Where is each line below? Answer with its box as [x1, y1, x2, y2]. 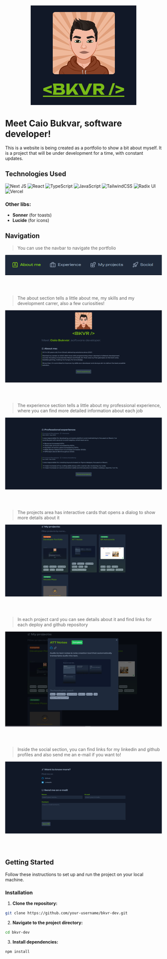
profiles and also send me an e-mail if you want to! [17, 752, 121, 758]
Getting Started [5, 858, 54, 866]
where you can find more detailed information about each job [17, 408, 143, 414]
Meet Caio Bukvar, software [5, 118, 122, 129]
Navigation [5, 232, 40, 240]
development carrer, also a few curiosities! [17, 301, 105, 307]
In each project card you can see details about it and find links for [17, 616, 152, 622]
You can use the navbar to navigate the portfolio [17, 245, 116, 251]
